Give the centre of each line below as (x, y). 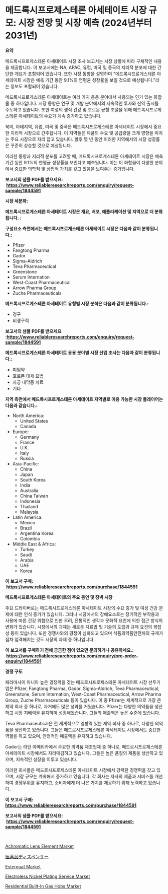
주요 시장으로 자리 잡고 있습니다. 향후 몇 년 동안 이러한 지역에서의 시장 (78, 139)
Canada (28, 426)
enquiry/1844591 (23, 661)
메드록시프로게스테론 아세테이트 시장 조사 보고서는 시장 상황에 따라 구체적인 (79, 61)
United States (34, 421)
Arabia (27, 560)
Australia (29, 490)
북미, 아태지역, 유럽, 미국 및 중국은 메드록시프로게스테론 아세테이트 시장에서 (79, 126)
